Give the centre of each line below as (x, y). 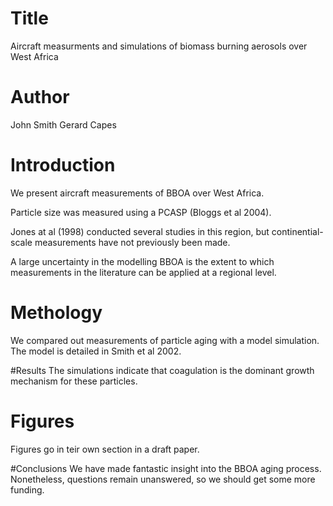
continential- (297, 231)
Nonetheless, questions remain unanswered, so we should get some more (163, 479)
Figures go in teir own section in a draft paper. (105, 449)
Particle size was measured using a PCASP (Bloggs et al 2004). (141, 212)
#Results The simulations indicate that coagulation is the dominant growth (162, 370)
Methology (56, 313)
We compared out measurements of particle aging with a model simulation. (165, 340)
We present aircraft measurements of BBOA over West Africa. (137, 193)
